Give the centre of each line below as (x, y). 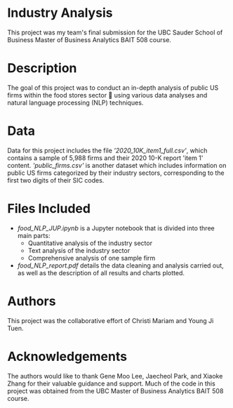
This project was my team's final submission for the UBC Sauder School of (115, 32)
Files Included (49, 209)
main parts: (34, 235)
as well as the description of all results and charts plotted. (101, 272)
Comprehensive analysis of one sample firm (92, 258)
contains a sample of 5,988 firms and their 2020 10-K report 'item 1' (105, 158)
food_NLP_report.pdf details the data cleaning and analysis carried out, (121, 265)
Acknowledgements (67, 356)
